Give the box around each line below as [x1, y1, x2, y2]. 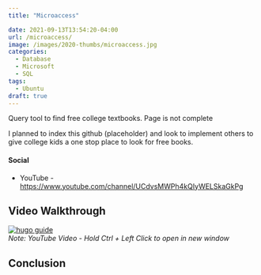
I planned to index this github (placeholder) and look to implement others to [8, 129, 254, 138]
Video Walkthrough [8, 204, 106, 217]
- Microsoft [15, 62, 55, 71]
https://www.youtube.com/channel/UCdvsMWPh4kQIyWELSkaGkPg [19, 181, 244, 190]
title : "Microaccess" [8, 11, 80, 20]
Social [8, 155, 29, 164]
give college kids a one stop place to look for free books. [8, 137, 194, 147]
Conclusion [8, 256, 66, 269]
